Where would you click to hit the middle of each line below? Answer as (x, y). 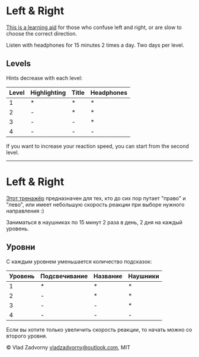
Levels (19, 64)
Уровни (21, 247)
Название (108, 276)
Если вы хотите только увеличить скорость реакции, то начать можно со (99, 329)
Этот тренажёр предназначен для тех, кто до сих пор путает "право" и (96, 198)
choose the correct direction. (41, 33)
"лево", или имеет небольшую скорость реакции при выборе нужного (95, 204)
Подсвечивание (64, 276)
